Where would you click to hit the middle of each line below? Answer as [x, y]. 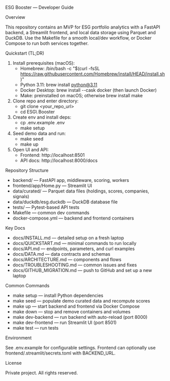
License [13, 363]
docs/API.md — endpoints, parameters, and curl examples [74, 249]
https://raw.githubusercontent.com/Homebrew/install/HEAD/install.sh [92, 74]
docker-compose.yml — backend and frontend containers [73, 218]
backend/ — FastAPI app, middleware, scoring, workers [71, 180]
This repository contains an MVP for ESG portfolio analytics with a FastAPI [83, 27]
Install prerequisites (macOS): [44, 63]
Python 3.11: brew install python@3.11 [59, 85]
